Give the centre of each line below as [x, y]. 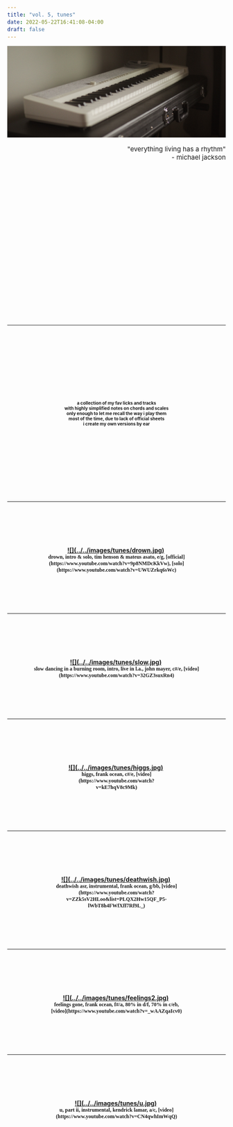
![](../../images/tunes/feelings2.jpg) [116, 998]
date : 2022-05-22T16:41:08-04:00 [55, 22]
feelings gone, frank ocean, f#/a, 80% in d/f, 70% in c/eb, [116, 1005]
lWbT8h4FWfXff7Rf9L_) [116, 906]
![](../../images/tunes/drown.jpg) [116, 550]
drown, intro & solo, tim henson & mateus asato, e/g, [106, 557]
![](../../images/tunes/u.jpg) [116, 1103]
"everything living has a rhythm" [176, 149]
